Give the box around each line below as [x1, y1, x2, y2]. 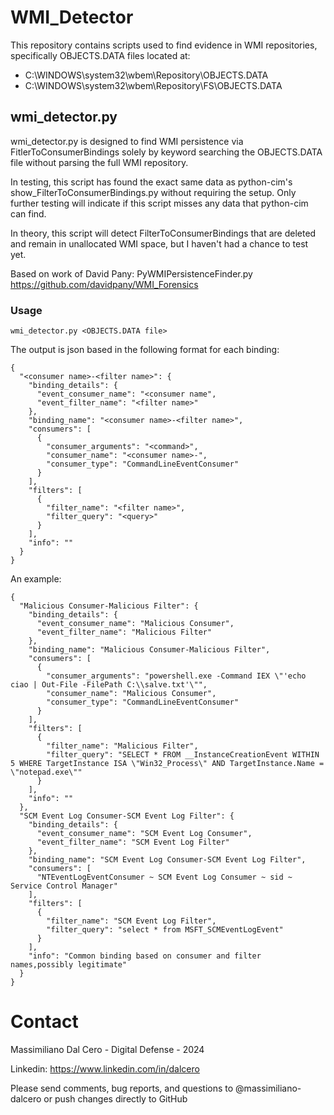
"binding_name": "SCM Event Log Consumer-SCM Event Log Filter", [28, 855, 307, 865]
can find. [10, 207, 47, 220]
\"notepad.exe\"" [10, 767, 83, 778]
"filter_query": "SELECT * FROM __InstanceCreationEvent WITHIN [46, 750, 320, 760]
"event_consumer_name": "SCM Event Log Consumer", [36, 829, 253, 839]
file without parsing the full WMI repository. [10, 156, 189, 168]
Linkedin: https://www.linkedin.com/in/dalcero [10, 1062, 200, 1075]
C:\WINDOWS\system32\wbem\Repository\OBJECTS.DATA [24, 69, 269, 81]
